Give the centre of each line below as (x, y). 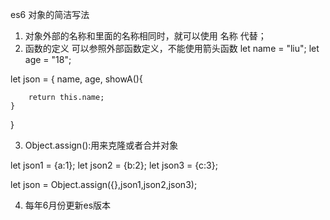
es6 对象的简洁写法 (50, 14)
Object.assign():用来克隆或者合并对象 (101, 145)
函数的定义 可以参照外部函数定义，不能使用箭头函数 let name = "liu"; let (172, 48)
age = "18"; (48, 59)
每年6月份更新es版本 (68, 205)
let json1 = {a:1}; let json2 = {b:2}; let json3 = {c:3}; (114, 165)
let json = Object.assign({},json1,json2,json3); (104, 184)
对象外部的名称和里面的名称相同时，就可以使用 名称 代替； (145, 36)
